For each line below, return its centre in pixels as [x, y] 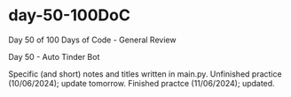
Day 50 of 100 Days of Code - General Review [92, 40]
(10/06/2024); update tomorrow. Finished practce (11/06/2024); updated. [142, 83]
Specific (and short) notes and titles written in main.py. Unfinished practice [145, 74]
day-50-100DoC [69, 15]
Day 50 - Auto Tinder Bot [54, 56]
